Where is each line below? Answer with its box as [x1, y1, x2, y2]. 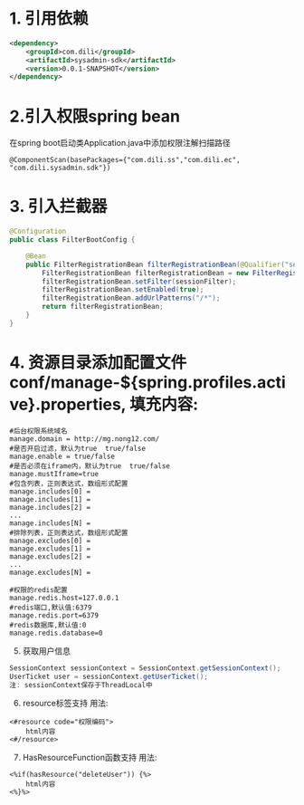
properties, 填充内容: [40, 395, 199, 415]
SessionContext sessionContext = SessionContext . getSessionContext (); [9, 663, 281, 673]
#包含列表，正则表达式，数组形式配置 [9, 479, 128, 488]
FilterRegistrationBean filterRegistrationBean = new [42, 268, 249, 277]
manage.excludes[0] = [9, 536, 91, 545]
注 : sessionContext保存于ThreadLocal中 [9, 680, 153, 689]
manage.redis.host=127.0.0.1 [9, 593, 119, 602]
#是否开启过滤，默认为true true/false [9, 444, 147, 453]
